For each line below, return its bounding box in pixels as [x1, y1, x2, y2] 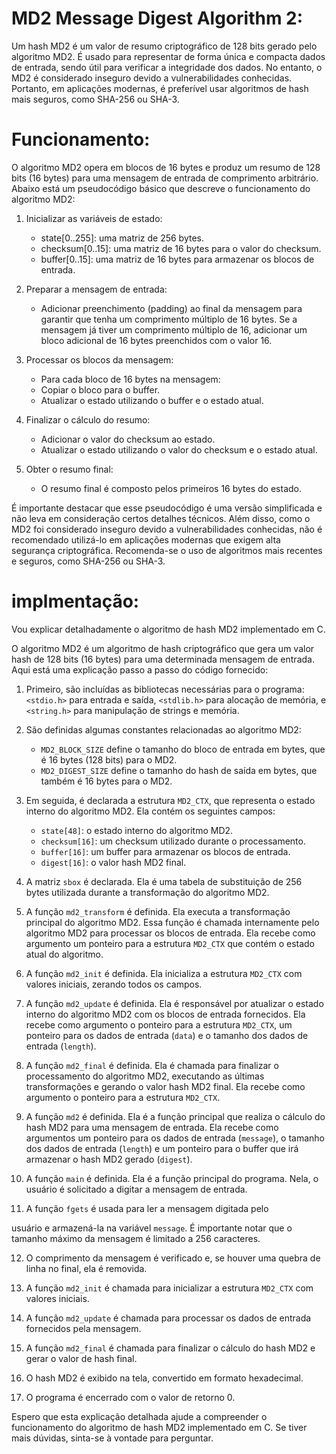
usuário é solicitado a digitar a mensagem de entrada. [25, 1183, 248, 1195]
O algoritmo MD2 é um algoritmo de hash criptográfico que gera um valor [11, 642, 315, 654]
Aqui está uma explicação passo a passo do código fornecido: [11, 663, 269, 676]
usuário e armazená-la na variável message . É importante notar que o [11, 1222, 293, 1234]
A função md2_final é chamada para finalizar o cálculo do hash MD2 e [25, 1342, 316, 1354]
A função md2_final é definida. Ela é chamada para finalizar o [25, 1059, 279, 1071]
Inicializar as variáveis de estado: [25, 212, 163, 224]
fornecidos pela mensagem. [25, 1322, 142, 1334]
